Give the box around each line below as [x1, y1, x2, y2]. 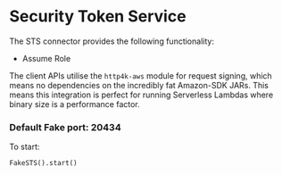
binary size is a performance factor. [9, 98, 140, 109]
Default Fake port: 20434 [9, 121, 122, 133]
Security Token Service [9, 6, 187, 27]
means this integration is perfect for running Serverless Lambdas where [9, 89, 274, 100]
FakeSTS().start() [9, 159, 78, 168]
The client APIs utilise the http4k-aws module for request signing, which [9, 70, 272, 81]
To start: [9, 141, 40, 153]
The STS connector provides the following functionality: [9, 36, 214, 46]
